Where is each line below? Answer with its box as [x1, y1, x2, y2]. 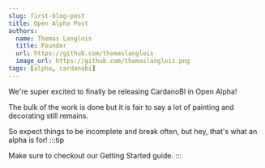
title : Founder [15, 42, 67, 50]
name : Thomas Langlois [15, 34, 92, 43]
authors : [8, 27, 38, 35]
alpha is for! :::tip [8, 135, 65, 145]
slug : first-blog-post [8, 11, 85, 20]
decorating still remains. [8, 111, 89, 120]
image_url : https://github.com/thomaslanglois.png [15, 57, 190, 65]
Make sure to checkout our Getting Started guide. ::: [8, 150, 182, 160]
